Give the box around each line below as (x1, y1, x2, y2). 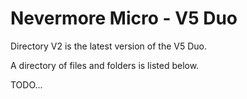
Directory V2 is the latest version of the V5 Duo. (10, 40, 207, 52)
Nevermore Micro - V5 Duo (10, 7, 238, 30)
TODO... (10, 78, 43, 91)
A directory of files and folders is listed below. (10, 59, 200, 71)
